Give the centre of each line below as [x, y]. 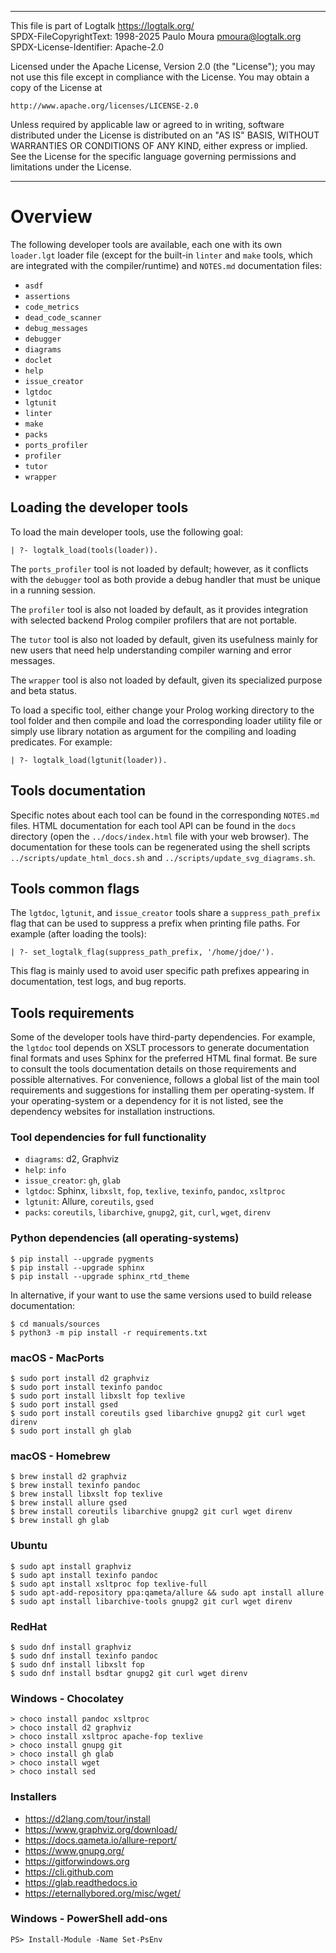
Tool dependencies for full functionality [108, 1138]
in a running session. [53, 590]
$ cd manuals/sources [55, 1324]
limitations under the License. [71, 167]
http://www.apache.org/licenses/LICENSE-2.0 [104, 106]
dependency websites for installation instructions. [113, 1112]
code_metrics [52, 307]
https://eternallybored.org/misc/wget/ [102, 1893]
